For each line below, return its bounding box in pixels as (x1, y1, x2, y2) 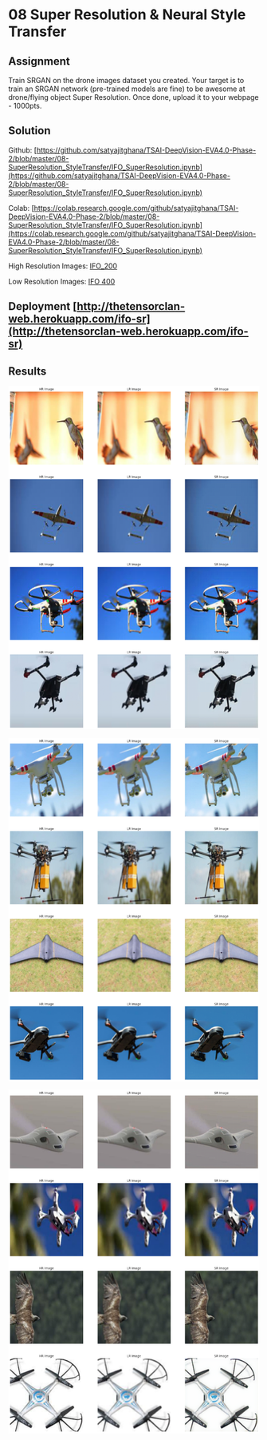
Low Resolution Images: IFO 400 (8, 276, 116, 286)
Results (8, 364, 47, 378)
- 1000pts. (8, 101, 42, 110)
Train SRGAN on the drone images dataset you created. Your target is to (8, 76, 245, 85)
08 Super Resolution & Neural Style (8, 6, 246, 24)
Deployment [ (8, 300, 77, 313)
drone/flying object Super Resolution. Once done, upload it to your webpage (8, 93, 259, 101)
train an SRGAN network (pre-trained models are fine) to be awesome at (8, 84, 245, 93)
